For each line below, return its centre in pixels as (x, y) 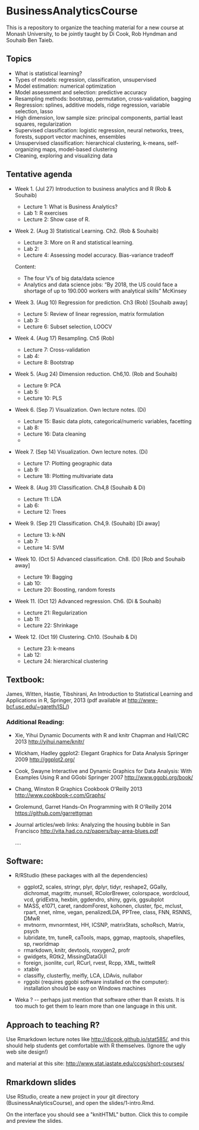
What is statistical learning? (48, 73)
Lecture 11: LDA (42, 499)
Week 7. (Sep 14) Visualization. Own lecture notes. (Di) (81, 452)
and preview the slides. (34, 1121)
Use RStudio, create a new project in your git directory (73, 1097)
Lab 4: (31, 356)
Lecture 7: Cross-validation (57, 349)
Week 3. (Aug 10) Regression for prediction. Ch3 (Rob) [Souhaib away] (101, 302)
